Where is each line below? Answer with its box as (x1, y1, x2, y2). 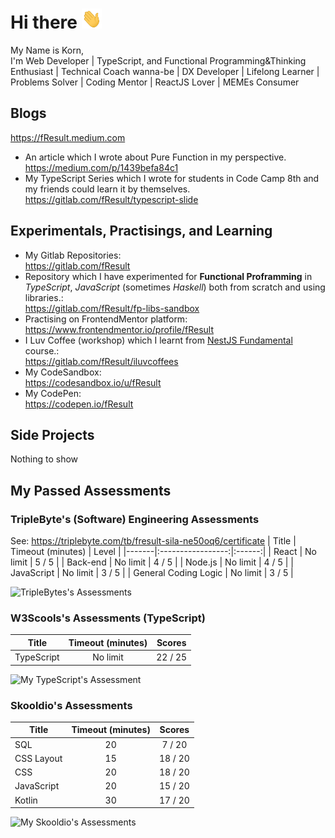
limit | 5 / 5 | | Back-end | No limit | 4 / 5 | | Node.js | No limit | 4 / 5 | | (10, 556, 294, 568)
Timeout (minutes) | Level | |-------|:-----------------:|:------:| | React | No (10, 546, 317, 558)
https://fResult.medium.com (10, 131, 126, 143)
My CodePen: (24, 387, 82, 399)
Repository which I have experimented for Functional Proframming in (24, 270, 313, 282)
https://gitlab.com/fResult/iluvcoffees (24, 355, 179, 367)
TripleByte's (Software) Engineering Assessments (10, 512, 260, 526)
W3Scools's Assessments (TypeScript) (10, 611, 206, 625)
